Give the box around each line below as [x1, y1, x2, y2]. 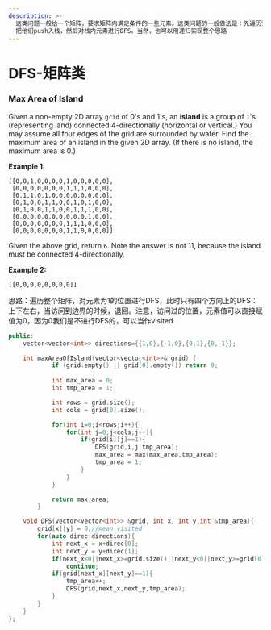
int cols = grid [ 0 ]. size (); [51, 406, 147, 414]
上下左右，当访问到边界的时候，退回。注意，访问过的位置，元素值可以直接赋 [8, 306, 263, 315]
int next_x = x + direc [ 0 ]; [51, 540, 139, 548]
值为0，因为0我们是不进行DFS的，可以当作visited [8, 315, 173, 325]
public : [8, 332, 35, 340]
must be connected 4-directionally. [8, 249, 125, 259]
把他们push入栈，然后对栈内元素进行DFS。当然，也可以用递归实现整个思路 [15, 27, 227, 35]
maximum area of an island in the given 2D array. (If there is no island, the [8, 137, 254, 147]
